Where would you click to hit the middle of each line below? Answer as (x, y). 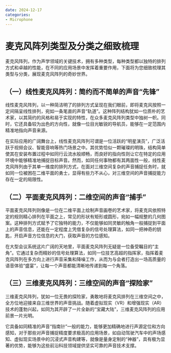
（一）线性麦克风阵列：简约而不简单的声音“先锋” (82, 91)
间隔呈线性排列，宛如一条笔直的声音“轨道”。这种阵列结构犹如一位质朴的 (85, 111)
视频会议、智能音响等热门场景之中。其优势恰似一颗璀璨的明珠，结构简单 (90, 148)
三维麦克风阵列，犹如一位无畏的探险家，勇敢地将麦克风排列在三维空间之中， (85, 296)
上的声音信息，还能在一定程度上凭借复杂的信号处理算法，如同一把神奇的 (81, 229)
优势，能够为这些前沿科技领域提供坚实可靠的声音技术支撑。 (76, 345)
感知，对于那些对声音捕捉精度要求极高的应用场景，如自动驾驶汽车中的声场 (83, 333)
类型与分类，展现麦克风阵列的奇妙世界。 (48, 74)
